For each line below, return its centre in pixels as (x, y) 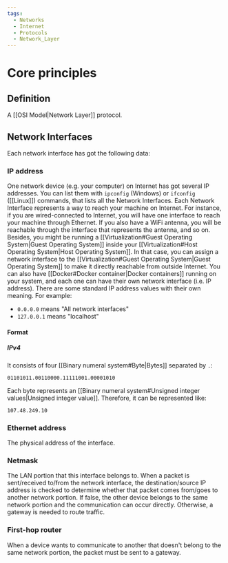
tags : (15, 13)
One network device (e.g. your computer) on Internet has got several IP (108, 186)
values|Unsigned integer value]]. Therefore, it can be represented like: (107, 398)
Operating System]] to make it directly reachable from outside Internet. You (114, 266)
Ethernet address (37, 427)
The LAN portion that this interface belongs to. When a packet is (99, 476)
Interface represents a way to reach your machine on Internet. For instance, (114, 208)
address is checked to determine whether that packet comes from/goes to (113, 490)
